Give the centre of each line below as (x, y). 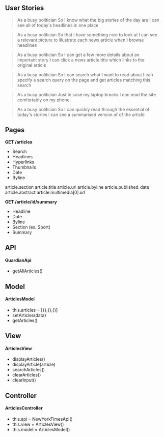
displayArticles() (28, 359)
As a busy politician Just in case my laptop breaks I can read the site (86, 94)
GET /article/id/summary (31, 202)
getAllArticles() (27, 271)
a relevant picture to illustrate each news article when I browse (81, 40)
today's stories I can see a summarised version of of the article (81, 115)
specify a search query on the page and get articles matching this (84, 80)
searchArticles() (28, 370)
